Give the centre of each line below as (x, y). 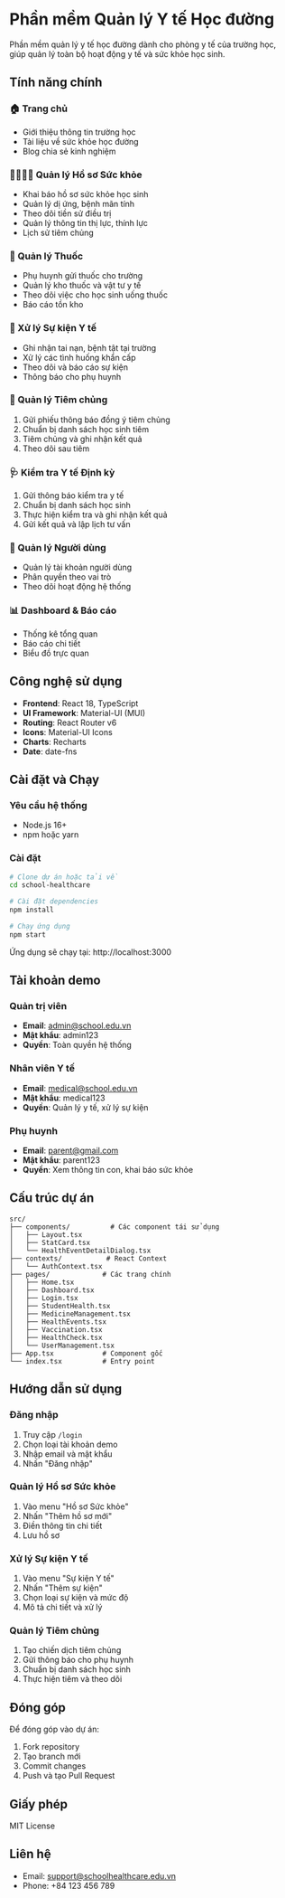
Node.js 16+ (45, 825)
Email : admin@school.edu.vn (77, 1025)
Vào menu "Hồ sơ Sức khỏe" (75, 1506)
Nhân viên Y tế (42, 1069)
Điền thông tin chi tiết (62, 1525)
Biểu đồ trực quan (56, 653)
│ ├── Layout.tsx (46, 1234)
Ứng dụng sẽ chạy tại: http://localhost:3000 (91, 952)
